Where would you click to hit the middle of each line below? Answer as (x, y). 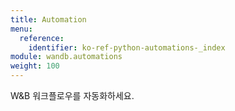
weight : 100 (35, 66)
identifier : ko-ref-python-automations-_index (127, 47)
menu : (21, 29)
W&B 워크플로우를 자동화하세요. (72, 95)
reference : (42, 38)
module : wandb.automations (66, 57)
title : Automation (48, 19)
